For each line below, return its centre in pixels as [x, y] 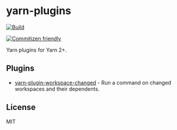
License [21, 107]
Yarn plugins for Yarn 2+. [37, 50]
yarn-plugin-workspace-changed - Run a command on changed [93, 82]
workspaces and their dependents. [57, 89]
